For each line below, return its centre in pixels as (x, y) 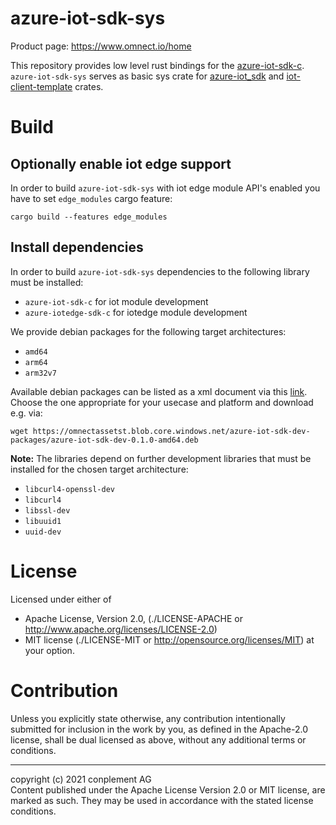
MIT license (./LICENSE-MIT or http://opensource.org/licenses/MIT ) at (169, 639)
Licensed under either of (61, 599)
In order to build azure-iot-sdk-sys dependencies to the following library (160, 271)
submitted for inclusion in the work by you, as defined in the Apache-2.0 (159, 729)
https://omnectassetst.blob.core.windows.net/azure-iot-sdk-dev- (171, 431)
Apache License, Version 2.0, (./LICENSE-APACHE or (133, 618)
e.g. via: (26, 413)
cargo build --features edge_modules (89, 217)
